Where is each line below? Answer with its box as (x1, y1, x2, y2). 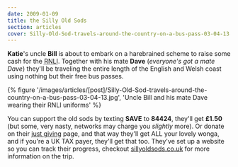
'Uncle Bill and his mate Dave (123, 93, 208, 102)
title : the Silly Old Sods (7, 17, 87, 24)
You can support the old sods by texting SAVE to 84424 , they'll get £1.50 (7, 115, 223, 123)
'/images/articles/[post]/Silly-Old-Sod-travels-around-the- (36, 86, 208, 94)
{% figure (7, 86, 35, 94)
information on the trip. (7, 152, 74, 161)
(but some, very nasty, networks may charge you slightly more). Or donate (7, 122, 225, 131)
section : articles (7, 23, 62, 30)
